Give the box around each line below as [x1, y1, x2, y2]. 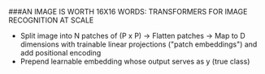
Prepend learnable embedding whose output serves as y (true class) [20, 56, 250, 66]
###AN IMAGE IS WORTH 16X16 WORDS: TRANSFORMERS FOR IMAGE [8, 7, 248, 16]
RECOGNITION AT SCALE [8, 15, 94, 25]
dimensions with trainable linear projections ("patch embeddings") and [20, 39, 258, 49]
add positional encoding [20, 48, 102, 57]
